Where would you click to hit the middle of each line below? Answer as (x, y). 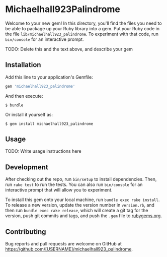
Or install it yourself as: (29, 114)
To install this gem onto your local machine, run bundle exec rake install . (82, 200)
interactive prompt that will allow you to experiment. (59, 190)
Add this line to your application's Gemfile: (49, 77)
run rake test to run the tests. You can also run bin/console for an (74, 184)
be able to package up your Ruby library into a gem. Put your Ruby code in (82, 28)
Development (27, 167)
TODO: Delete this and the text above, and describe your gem (69, 49)
